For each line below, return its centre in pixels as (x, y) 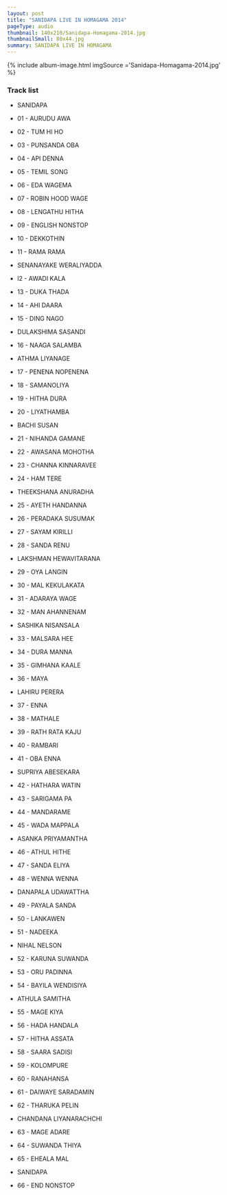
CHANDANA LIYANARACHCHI (60, 1119)
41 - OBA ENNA (39, 759)
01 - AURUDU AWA (44, 118)
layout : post (26, 13)
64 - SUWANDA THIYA (49, 1145)
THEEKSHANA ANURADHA (55, 492)
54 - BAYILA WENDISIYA (52, 986)
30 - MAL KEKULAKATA (51, 585)
